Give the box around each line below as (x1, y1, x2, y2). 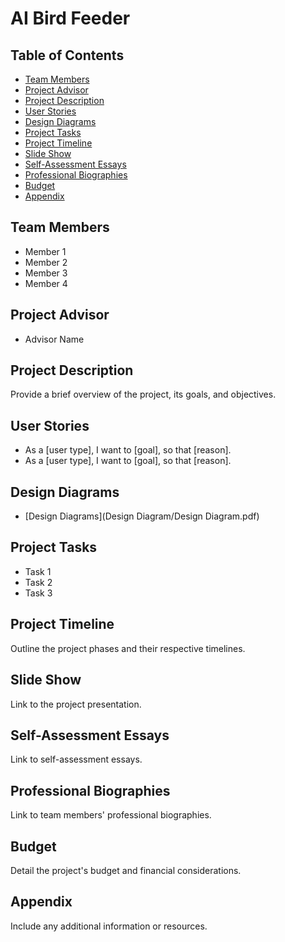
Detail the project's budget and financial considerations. (10, 864, 242, 876)
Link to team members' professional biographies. (10, 809, 212, 821)
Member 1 (24, 245, 67, 257)
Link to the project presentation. (10, 698, 142, 710)
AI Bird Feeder (10, 7, 131, 30)
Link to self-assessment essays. (10, 753, 143, 766)
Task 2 (24, 576, 53, 588)
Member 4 (24, 277, 68, 289)
